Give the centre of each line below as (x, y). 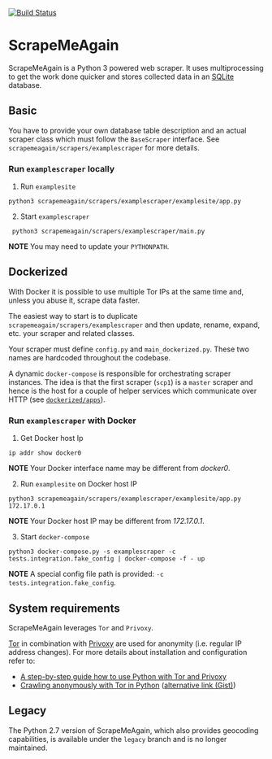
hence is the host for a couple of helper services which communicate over (133, 390)
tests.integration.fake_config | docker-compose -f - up (107, 559)
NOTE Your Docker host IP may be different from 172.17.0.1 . (106, 521)
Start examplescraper (55, 216)
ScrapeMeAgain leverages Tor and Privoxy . (81, 627)
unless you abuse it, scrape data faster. (74, 300)
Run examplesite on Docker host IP (79, 484)
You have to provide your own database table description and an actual (127, 130)
